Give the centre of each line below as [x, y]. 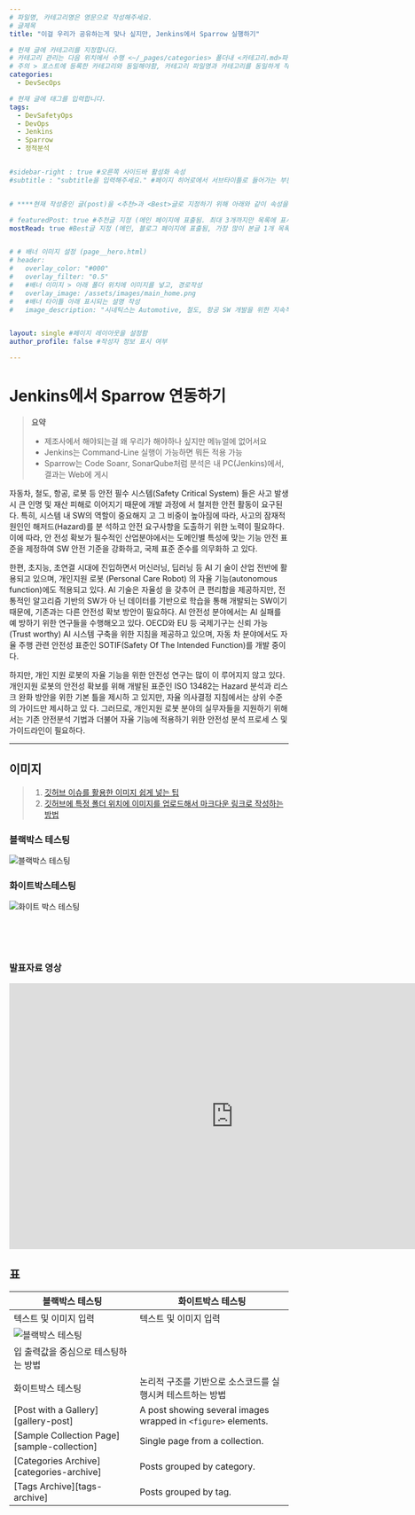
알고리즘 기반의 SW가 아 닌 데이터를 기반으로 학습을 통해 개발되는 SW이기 [160, 600]
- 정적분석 [34, 148]
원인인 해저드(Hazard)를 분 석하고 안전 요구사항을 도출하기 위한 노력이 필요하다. [147, 526]
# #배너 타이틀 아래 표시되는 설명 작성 [74, 301]
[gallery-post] [43, 1421]
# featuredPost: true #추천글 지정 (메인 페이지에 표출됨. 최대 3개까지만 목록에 [143, 220]
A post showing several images [204, 1410]
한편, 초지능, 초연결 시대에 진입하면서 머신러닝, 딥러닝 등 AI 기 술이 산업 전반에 [144, 567]
